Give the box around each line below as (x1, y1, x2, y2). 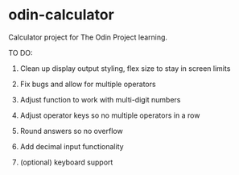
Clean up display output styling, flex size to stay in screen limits (19, 63, 231, 73)
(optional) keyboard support (19, 157, 113, 167)
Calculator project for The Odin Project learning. (8, 32, 167, 42)
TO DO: (8, 48, 34, 57)
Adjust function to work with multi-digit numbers (19, 94, 181, 104)
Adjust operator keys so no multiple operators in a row (19, 110, 200, 120)
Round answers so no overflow (19, 126, 123, 135)
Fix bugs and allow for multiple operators (19, 79, 156, 89)
